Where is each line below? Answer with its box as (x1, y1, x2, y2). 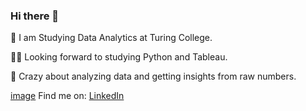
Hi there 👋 (10, 9, 60, 23)
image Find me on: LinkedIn (10, 90, 125, 102)
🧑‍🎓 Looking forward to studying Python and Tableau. (10, 51, 228, 63)
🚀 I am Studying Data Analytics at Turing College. (10, 32, 213, 44)
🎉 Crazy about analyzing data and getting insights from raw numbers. (10, 70, 297, 83)
